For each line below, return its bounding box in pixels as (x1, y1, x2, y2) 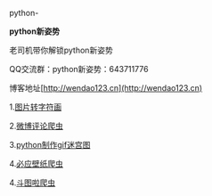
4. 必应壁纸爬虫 (9, 159, 64, 168)
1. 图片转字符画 (9, 102, 62, 112)
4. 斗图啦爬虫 (9, 177, 56, 188)
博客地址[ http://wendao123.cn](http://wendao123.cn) (9, 83, 203, 93)
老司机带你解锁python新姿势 (9, 45, 113, 55)
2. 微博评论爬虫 (9, 120, 64, 131)
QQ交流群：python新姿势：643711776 (9, 64, 149, 74)
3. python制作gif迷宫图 (9, 140, 91, 150)
